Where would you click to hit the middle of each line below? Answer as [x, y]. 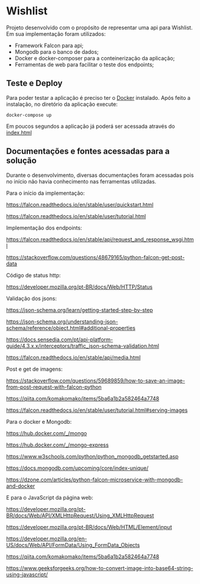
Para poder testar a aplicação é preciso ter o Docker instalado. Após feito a [98, 97]
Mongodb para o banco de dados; [57, 51]
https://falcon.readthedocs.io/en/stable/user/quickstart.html [80, 204]
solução [21, 160]
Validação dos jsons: [32, 298]
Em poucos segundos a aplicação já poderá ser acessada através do [91, 126]
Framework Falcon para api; [49, 45]
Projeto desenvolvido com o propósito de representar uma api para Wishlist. [99, 27]
